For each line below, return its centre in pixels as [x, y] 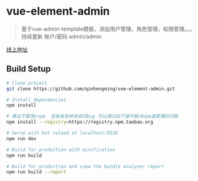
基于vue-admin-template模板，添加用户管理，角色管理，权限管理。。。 [108, 29]
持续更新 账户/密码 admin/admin [61, 36]
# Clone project [27, 83]
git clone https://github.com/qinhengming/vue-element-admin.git [90, 89]
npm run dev [21, 138]
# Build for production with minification [61, 150]
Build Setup [29, 69]
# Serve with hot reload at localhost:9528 [62, 133]
